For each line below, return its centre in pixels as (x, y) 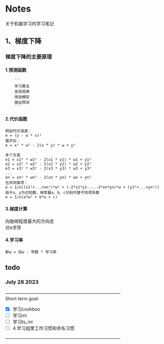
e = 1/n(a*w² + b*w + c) (31, 197)
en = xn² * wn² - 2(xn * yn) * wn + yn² (49, 177)
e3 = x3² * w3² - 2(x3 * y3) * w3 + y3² (49, 168)
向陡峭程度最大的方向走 (30, 221)
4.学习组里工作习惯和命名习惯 (44, 328)
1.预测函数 (16, 70)
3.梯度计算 (16, 209)
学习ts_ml (23, 322)
